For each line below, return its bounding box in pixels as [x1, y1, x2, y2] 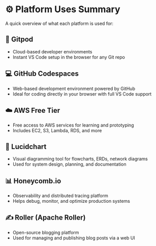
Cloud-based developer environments [12, 48, 92, 54]
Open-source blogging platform [12, 229, 79, 235]
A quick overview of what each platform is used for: [5, 20, 113, 26]
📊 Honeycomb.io [5, 176, 61, 185]
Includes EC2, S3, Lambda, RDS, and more [12, 128, 102, 134]
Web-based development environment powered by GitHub [12, 85, 136, 91]
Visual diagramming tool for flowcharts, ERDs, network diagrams [12, 156, 148, 162]
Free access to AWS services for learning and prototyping [12, 122, 134, 128]
